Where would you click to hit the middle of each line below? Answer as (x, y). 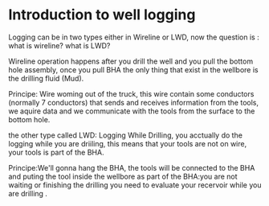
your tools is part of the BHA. (56, 152)
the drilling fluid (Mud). (46, 78)
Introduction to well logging (102, 15)
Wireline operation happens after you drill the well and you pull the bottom (131, 61)
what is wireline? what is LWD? (59, 45)
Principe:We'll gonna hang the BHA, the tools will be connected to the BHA (132, 167)
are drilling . (28, 193)
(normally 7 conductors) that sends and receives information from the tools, (134, 102)
